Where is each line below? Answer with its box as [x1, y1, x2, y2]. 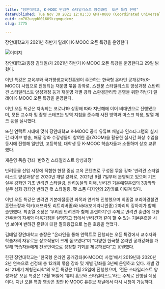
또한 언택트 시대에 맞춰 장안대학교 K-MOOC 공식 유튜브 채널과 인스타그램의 [5, 128, 149, 134]
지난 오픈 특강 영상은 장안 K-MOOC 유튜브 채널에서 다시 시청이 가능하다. [15, 279, 154, 285]
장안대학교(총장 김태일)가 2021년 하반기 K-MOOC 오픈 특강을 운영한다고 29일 [5, 60, 154, 66]
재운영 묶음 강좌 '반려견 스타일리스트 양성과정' [5, 157, 93, 163]
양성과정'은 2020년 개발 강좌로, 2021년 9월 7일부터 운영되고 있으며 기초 [18, 174, 156, 180]
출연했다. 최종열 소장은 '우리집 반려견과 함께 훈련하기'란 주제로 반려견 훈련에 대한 [5, 209, 160, 215]
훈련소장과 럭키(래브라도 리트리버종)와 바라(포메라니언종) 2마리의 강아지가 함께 [5, 202, 156, 209]
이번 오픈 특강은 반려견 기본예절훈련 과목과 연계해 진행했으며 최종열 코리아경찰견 [5, 197, 159, 202]
